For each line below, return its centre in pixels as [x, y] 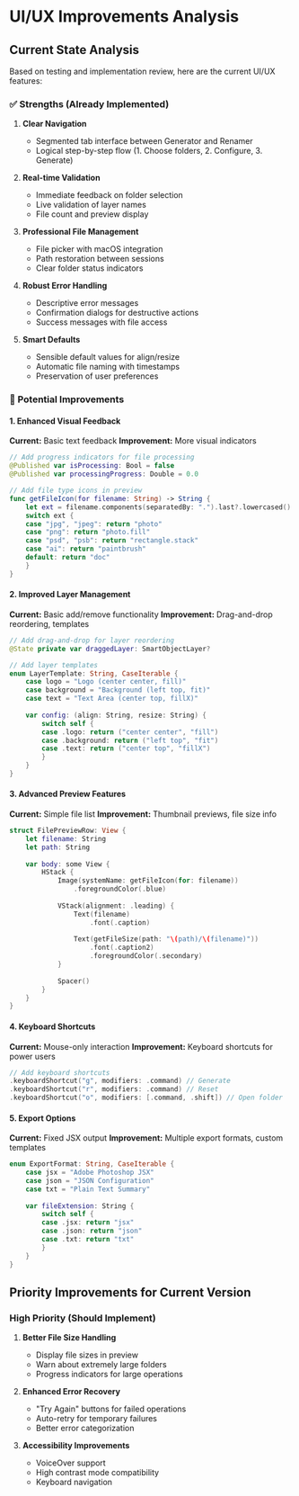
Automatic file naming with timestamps [108, 367]
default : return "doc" [68, 558]
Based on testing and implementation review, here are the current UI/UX [142, 71]
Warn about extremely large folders [101, 1365]
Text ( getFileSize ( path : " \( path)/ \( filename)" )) [166, 939]
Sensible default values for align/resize [108, 357]
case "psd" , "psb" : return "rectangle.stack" [112, 541]
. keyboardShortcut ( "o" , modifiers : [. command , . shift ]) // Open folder [146, 1098]
